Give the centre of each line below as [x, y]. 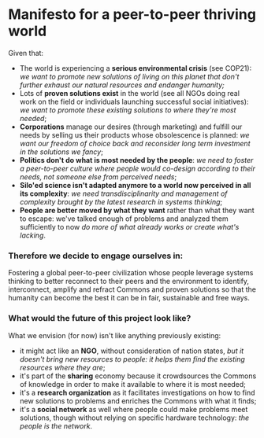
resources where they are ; [62, 367]
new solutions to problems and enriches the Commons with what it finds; [138, 401]
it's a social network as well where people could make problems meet [134, 409]
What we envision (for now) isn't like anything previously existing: [115, 335]
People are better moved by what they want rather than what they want [137, 210]
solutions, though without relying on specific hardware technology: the [134, 418]
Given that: [26, 53]
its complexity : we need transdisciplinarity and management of [123, 193]
